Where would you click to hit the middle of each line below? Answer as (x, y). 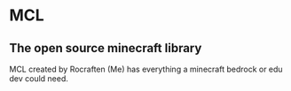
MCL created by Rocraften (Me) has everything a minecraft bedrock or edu (146, 69)
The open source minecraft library (106, 48)
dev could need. (39, 79)
